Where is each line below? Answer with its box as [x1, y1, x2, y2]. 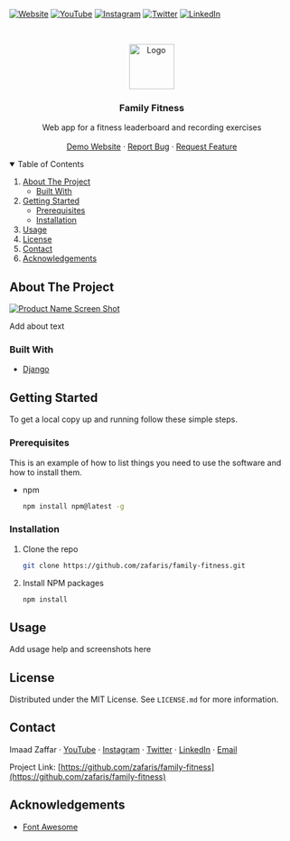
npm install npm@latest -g [22, 501, 125, 510]
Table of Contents [17, 159, 84, 170]
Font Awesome [22, 821, 79, 832]
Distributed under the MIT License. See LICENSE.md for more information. [9, 694, 279, 705]
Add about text [9, 321, 65, 332]
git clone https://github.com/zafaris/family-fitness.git [22, 561, 246, 570]
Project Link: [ [9, 762, 61, 772]
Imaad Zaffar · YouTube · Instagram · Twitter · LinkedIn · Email [9, 743, 238, 754]
